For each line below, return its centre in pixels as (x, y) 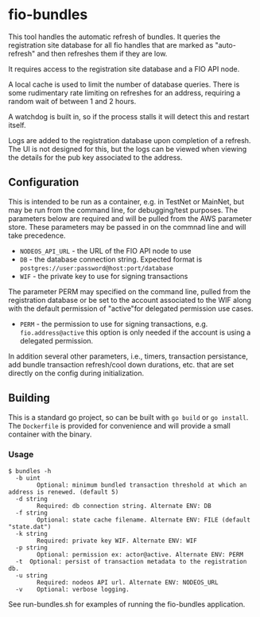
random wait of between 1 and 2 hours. (72, 101)
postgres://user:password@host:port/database (96, 268)
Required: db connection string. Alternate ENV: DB (124, 506)
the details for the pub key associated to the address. (95, 157)
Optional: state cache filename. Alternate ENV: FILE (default (144, 520)
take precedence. (37, 235)
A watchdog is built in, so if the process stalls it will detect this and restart (129, 116)
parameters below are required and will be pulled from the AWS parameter (130, 218)
